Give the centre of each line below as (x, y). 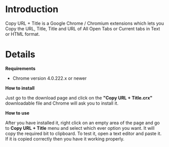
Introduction (32, 9)
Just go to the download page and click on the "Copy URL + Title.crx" (79, 97)
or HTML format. (23, 34)
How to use (17, 113)
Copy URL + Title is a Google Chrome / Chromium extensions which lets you (85, 23)
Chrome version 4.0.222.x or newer (50, 78)
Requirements (20, 68)
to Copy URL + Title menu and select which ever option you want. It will (80, 128)
